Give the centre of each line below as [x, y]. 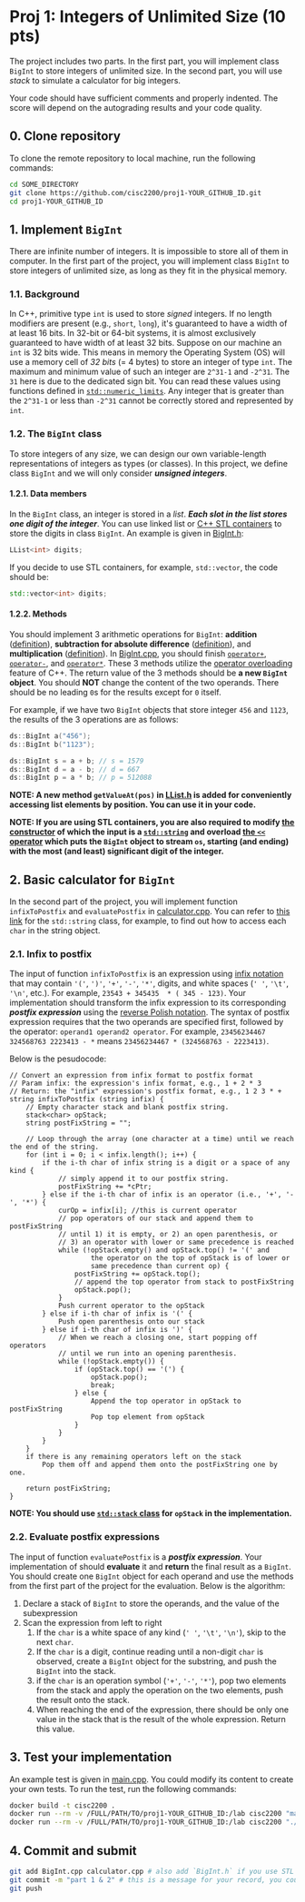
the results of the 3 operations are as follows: [94, 719]
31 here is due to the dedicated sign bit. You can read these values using [145, 381]
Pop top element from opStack [148, 1417]
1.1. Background [44, 294]
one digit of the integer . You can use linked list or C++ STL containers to [146, 523]
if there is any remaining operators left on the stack [134, 1457]
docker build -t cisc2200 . [63, 1805]
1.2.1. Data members [49, 494]
